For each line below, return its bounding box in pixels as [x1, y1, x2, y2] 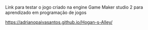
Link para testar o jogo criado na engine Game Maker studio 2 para [5, 4, 143, 10]
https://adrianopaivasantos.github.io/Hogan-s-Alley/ [5, 19, 112, 25]
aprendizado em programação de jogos [5, 9, 86, 15]
